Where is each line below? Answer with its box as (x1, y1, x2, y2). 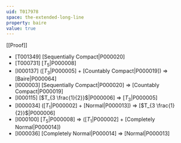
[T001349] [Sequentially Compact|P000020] (14, 53, 125, 60)
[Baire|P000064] (14, 75, 57, 82)
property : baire (6, 20, 47, 26)
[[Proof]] (6, 42, 28, 49)
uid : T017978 (6, 8, 39, 15)
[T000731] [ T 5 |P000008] (14, 60, 76, 69)
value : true (6, 25, 36, 32)
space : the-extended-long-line (6, 14, 84, 20)
